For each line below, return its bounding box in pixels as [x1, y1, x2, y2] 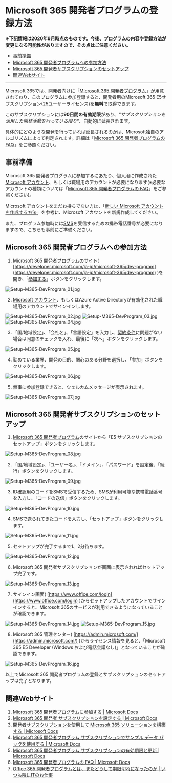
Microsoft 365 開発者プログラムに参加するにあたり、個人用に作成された [5, 172, 157, 178]
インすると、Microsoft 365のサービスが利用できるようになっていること [12, 604, 163, 610]
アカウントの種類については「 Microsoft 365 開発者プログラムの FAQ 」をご [5, 185, 162, 191]
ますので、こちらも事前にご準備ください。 [5, 226, 95, 232]
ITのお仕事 [30, 772, 53, 778]
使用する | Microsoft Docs [26, 741, 81, 747]
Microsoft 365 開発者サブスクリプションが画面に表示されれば [12, 564, 142, 570]
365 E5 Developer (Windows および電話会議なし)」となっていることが [12, 644, 161, 650]
